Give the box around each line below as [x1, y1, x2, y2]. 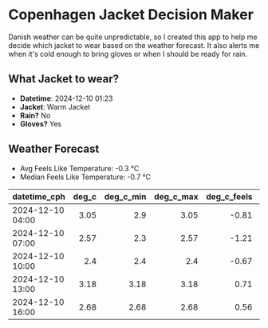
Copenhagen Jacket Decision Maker [8, 6, 254, 24]
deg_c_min [104, 190, 147, 202]
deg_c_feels [206, 190, 253, 202]
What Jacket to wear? [8, 72, 120, 86]
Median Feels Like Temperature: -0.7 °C [19, 172, 152, 182]
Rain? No [19, 110, 51, 120]
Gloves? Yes [19, 118, 62, 129]
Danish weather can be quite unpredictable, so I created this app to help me [8, 32, 258, 42]
